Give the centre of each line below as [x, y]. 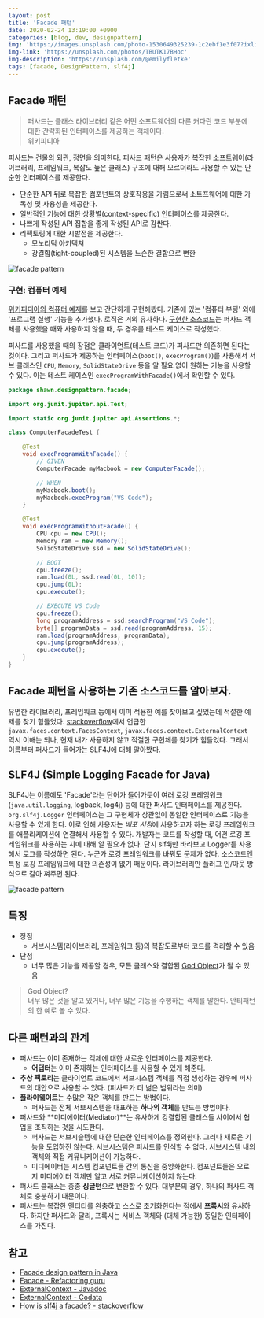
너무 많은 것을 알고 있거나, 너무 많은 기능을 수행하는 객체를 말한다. [128, 1001]
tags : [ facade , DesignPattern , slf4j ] [71, 67]
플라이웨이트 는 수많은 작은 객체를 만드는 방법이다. [95, 1098]
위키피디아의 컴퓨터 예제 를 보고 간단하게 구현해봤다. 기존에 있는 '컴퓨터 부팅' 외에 [132, 309]
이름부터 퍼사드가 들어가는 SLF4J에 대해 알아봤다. [84, 750]
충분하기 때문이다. [62, 1196]
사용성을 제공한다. [70, 204]
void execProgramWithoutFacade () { [81, 527]
